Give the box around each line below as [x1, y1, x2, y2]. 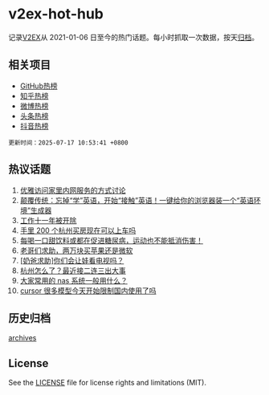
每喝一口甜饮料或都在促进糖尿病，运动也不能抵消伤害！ [19, 235, 203, 245]
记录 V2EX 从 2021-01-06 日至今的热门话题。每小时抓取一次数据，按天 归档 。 [8, 32, 259, 42]
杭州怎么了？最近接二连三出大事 [19, 266, 126, 275]
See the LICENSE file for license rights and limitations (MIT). [8, 378, 207, 388]
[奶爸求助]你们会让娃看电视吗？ [19, 255, 124, 265]
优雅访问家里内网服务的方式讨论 [19, 185, 126, 195]
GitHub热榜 [19, 81, 58, 91]
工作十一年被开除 [19, 215, 77, 225]
